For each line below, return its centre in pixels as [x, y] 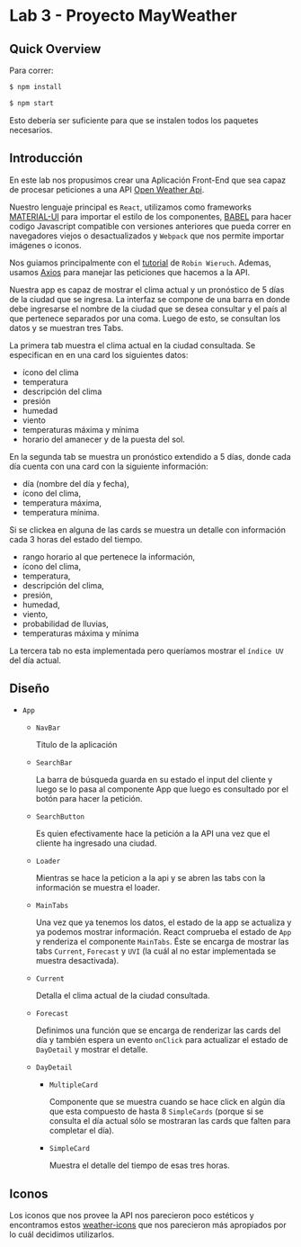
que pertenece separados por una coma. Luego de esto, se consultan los [145, 318]
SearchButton [60, 817]
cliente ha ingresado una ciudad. [96, 843]
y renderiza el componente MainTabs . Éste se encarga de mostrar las [162, 942]
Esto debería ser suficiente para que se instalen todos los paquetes [134, 120]
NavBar [48, 728]
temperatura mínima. [61, 512]
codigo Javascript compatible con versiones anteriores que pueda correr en [150, 226]
